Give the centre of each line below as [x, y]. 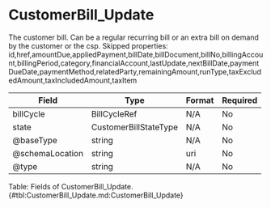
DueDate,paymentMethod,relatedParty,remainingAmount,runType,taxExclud [135, 71]
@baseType [35, 140]
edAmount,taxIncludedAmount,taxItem [73, 80]
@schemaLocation [48, 153]
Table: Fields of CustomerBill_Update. [71, 186]
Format [200, 100]
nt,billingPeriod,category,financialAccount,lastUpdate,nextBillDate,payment [134, 63]
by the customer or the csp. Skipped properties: [88, 45]
